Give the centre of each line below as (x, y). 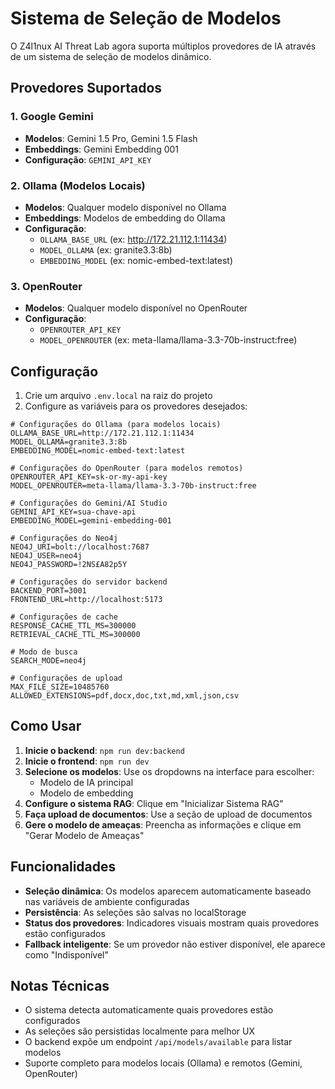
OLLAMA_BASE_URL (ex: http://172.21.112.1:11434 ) (133, 239)
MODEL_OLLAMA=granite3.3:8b (69, 442)
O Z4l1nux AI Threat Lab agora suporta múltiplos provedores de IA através (163, 46)
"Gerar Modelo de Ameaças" (84, 835)
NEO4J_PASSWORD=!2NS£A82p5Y (69, 565)
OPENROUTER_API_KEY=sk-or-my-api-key (89, 477)
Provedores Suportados (86, 88)
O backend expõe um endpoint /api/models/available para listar (158, 1042)
